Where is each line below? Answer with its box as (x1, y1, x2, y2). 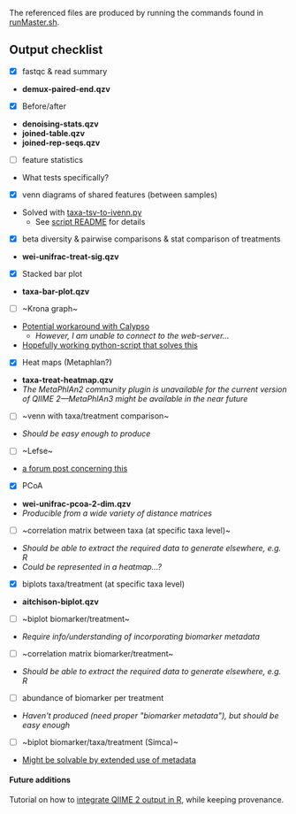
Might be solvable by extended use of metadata (21, 754, 197, 764)
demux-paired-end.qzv (21, 83, 110, 94)
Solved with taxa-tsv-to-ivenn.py (21, 207, 142, 218)
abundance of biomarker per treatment (21, 692, 164, 703)
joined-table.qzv (21, 127, 86, 138)
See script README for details (34, 217, 146, 227)
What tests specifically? (21, 173, 109, 182)
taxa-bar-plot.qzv (21, 287, 90, 297)
